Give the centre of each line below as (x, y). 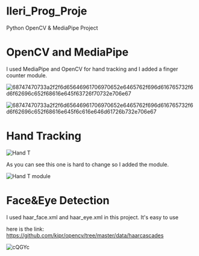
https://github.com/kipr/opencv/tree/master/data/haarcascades (85, 235)
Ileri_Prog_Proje (47, 11)
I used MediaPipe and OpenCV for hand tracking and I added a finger (92, 69)
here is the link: (25, 229)
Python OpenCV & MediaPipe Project (52, 28)
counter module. (27, 75)
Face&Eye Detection (58, 200)
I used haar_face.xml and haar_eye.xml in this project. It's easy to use (93, 217)
